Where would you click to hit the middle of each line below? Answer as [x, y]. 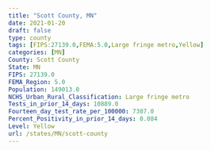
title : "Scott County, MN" [53, 15]
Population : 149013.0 [44, 89]
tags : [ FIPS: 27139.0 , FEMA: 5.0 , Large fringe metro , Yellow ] [106, 45]
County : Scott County [44, 60]
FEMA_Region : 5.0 [37, 82]
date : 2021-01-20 [37, 23]
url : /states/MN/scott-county [58, 133]
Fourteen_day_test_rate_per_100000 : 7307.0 [81, 112]
